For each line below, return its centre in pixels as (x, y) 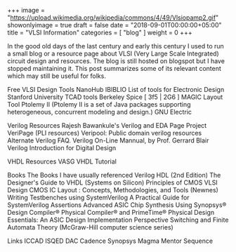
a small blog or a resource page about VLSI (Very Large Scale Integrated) (113, 53)
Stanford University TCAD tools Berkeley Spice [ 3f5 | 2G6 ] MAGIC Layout (115, 97)
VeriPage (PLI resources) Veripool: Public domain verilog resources (105, 133)
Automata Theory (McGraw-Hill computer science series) (90, 227)
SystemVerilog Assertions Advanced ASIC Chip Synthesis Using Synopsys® (117, 205)
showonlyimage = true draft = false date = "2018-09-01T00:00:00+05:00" (115, 25)
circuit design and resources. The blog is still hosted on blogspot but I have (116, 61)
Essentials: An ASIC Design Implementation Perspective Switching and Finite (118, 220)
